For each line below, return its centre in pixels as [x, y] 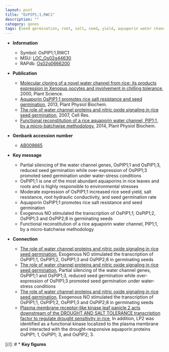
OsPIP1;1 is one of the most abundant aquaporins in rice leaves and [90, 181]
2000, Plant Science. [42, 94]
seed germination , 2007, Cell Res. [55, 115]
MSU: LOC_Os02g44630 [46, 58]
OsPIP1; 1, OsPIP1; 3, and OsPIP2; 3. [57, 335]
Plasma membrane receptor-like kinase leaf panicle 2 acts [80, 308]
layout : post [19, 10]
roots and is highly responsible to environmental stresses [79, 187]
